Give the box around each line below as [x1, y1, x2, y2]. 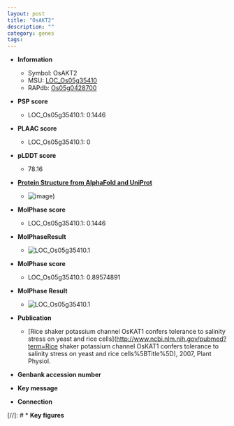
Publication [17, 314, 52, 322]
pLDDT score [17, 152, 57, 160]
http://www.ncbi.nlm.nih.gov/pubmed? [116, 335, 227, 343]
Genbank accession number [17, 371, 101, 379]
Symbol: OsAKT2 [27, 69, 78, 78]
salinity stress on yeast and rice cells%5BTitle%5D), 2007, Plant [27, 350, 212, 358]
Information [17, 55, 53, 64]
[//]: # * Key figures [7, 411, 64, 420]
